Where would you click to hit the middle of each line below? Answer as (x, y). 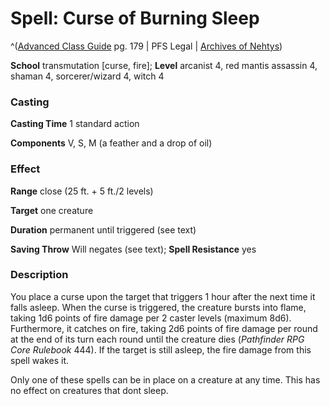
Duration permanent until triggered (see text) (103, 229)
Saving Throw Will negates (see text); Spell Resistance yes (133, 249)
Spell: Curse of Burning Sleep (135, 18)
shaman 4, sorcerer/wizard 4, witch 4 (87, 76)
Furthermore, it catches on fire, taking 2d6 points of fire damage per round (164, 328)
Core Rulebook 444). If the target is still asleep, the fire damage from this (161, 349)
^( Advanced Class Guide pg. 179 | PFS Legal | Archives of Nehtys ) (146, 46)
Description (39, 275)
